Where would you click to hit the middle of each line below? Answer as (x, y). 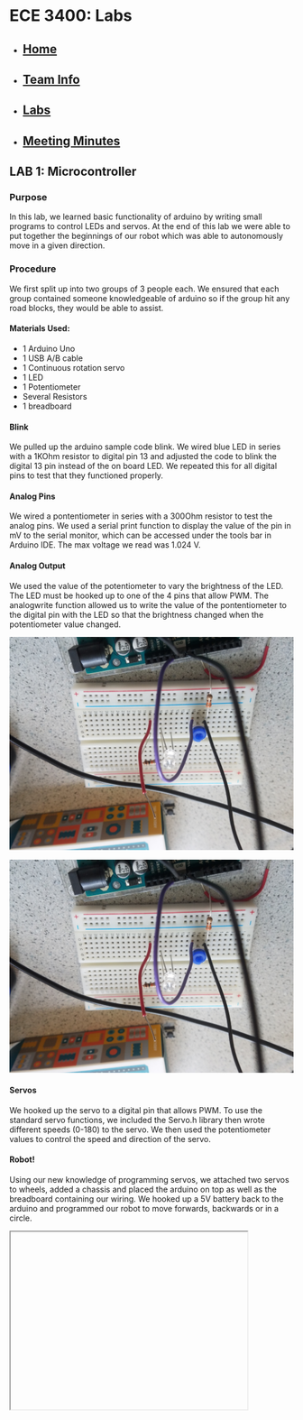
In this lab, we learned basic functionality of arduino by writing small (136, 217)
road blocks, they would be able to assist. (87, 308)
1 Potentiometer (51, 387)
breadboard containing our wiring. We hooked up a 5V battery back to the (147, 1199)
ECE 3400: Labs (71, 16)
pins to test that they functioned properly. (87, 475)
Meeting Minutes (71, 141)
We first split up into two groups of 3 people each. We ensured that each (144, 289)
